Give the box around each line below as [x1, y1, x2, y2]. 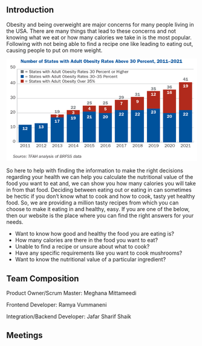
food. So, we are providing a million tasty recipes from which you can [6, 199, 179, 206]
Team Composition [6, 273, 79, 284]
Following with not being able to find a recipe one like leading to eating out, [6, 40, 194, 47]
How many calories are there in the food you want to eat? [15, 237, 158, 244]
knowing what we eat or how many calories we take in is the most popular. [6, 33, 192, 41]
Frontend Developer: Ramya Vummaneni [6, 301, 107, 308]
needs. [6, 218, 24, 226]
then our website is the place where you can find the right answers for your [6, 212, 194, 220]
